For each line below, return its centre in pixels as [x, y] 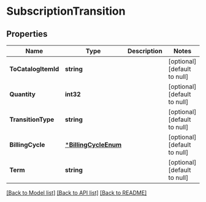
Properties [27, 34]
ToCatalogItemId [34, 69]
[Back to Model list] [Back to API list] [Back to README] [77, 193]
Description [145, 51]
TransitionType [32, 119]
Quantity [22, 94]
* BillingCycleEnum [93, 145]
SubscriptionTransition [66, 11]
